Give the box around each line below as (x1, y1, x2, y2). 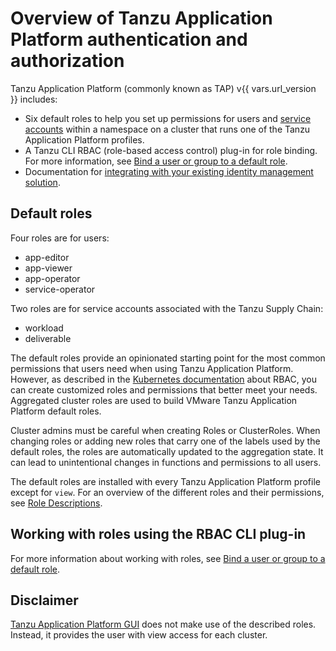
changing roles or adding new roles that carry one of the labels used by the (10, 435, 321, 447)
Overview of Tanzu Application (10, 7, 273, 30)
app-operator (24, 272, 81, 284)
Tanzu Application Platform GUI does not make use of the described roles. (10, 618, 317, 631)
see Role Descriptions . (10, 497, 103, 509)
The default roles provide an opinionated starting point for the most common (10, 352, 326, 364)
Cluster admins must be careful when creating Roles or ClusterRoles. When (10, 424, 321, 436)
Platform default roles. (10, 405, 102, 417)
